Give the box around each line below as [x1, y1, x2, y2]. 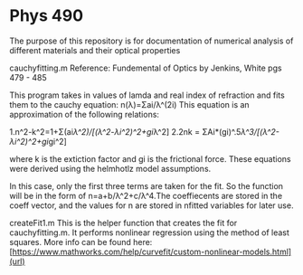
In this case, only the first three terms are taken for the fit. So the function [9, 180, 283, 191]
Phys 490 [9, 5, 84, 26]
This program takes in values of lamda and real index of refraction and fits [9, 90, 285, 100]
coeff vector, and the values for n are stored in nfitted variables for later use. [9, 200, 294, 211]
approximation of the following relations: [9, 109, 160, 119]
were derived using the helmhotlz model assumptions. [9, 163, 212, 174]
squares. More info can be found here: [9, 236, 153, 247]
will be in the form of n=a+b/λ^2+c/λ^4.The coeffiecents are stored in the [9, 190, 283, 201]
